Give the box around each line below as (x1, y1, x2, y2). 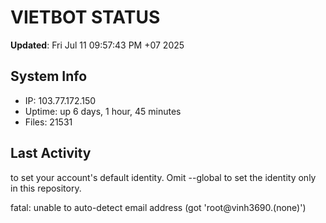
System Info (10, 68, 88, 85)
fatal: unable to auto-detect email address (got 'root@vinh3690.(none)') (10, 201, 307, 213)
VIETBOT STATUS (10, 6, 161, 29)
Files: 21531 (24, 116, 73, 128)
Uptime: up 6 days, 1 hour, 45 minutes (24, 105, 182, 117)
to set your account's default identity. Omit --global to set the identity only (10, 171, 317, 183)
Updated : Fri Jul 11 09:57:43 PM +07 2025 (10, 39, 185, 51)
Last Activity (10, 145, 92, 162)
